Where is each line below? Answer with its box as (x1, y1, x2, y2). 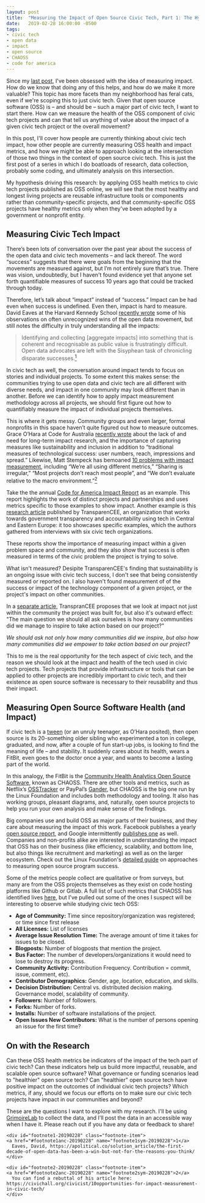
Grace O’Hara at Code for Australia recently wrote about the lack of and (6, 430, 187, 438)
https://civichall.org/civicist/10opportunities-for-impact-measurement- (6, 1181, 198, 1187)
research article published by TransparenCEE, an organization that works (6, 508, 190, 515)
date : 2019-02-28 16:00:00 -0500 (6, 20, 97, 26)
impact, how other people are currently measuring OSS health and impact (6, 141, 192, 148)
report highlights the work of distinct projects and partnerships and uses (6, 495, 189, 503)
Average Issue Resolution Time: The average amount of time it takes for (15, 932, 198, 939)
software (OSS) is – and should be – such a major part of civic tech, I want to (6, 103, 199, 110)
